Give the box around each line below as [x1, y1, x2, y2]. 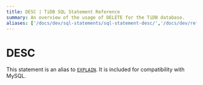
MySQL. [6, 72, 27, 80]
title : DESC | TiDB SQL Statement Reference [6, 8, 120, 15]
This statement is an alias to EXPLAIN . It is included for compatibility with [6, 66, 185, 73]
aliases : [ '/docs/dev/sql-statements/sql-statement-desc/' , [6, 20, 161, 26]
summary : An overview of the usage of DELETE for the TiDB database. [6, 14, 185, 20]
